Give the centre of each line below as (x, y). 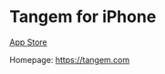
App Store (28, 42)
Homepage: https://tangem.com (70, 59)
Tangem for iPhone (83, 17)
